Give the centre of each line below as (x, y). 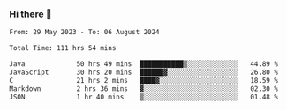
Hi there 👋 (31, 14)
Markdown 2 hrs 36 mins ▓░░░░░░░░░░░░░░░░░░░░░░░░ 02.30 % (143, 88)
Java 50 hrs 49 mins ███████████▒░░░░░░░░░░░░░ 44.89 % (143, 64)
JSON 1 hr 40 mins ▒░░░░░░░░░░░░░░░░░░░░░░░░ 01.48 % (143, 97)
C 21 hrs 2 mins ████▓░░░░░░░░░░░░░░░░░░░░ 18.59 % (143, 80)
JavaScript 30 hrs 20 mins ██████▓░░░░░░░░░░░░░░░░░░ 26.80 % (143, 72)
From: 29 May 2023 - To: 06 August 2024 (85, 33)
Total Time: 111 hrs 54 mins (63, 48)
